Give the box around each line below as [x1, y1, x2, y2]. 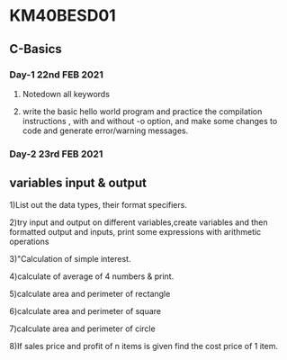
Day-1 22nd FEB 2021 [9, 68, 103, 81]
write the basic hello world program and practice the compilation [22, 105, 263, 117]
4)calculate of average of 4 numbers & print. [9, 271, 175, 282]
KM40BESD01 [9, 5, 117, 26]
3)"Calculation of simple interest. [9, 253, 131, 264]
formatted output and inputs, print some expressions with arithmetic [9, 226, 262, 237]
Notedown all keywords [22, 88, 111, 99]
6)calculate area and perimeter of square [9, 305, 162, 316]
